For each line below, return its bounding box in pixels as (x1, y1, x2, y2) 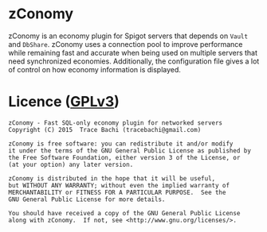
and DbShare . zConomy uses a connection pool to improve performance (8, 39, 243, 48)
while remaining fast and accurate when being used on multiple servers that (8, 48, 257, 57)
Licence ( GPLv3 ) (8, 93, 120, 111)
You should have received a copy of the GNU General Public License (8, 209, 241, 217)
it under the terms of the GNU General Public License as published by (8, 146, 251, 155)
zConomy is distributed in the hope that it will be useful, (8, 174, 216, 183)
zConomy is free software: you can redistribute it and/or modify (8, 140, 234, 148)
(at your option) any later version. (8, 160, 134, 168)
